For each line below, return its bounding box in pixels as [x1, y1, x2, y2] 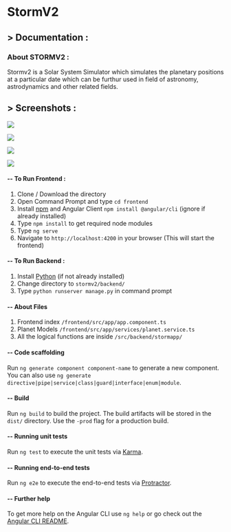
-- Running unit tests [7, 432, 68, 440]
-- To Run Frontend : [7, 175, 66, 183]
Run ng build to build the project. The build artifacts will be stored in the [7, 409, 212, 417]
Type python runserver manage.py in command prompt [16, 287, 173, 295]
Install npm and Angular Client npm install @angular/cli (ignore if [16, 204, 206, 213]
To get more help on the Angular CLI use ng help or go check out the [7, 510, 202, 518]
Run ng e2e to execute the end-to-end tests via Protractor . [7, 479, 172, 487]
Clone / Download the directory [16, 190, 107, 198]
